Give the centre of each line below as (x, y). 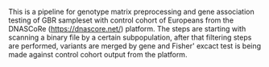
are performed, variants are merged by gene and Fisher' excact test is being (135, 46)
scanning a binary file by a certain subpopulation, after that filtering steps (130, 37)
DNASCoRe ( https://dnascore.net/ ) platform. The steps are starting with (127, 29)
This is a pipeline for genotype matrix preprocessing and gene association (132, 12)
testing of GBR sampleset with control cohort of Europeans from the (121, 20)
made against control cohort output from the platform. (98, 54)
